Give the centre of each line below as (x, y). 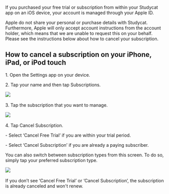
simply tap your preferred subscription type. (52, 160)
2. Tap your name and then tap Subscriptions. (53, 85)
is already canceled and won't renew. (44, 186)
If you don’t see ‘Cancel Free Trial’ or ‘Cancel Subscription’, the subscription (84, 180)
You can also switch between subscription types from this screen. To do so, (84, 155)
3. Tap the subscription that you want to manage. (57, 105)
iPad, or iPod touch (36, 63)
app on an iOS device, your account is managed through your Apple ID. (79, 13)
